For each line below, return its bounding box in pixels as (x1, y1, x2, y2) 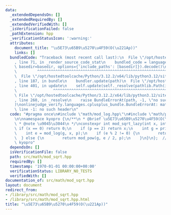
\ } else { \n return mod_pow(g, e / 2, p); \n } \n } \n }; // (14, 136, 167, 141)
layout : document (5, 183, 42, 188)
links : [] (14, 50, 36, 55)
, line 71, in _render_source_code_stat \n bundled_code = (14, 60, 147, 65)
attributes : (10, 41, 36, 46)
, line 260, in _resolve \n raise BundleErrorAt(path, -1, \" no (14, 97, 158, 102)
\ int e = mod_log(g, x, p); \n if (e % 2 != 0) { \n (14, 130, 140, 136)
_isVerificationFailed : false (10, 26, 74, 32)
